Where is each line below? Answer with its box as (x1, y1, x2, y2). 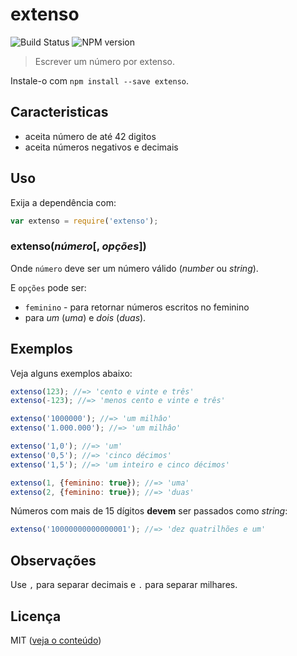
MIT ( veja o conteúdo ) (10, 634, 102, 646)
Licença (10, 608, 62, 625)
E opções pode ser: (10, 281, 87, 293)
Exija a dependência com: (10, 196, 117, 208)
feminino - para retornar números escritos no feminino (24, 301, 250, 313)
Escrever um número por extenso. (34, 55, 175, 67)
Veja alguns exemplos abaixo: (10, 367, 133, 379)
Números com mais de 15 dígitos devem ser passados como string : (10, 505, 288, 517)
